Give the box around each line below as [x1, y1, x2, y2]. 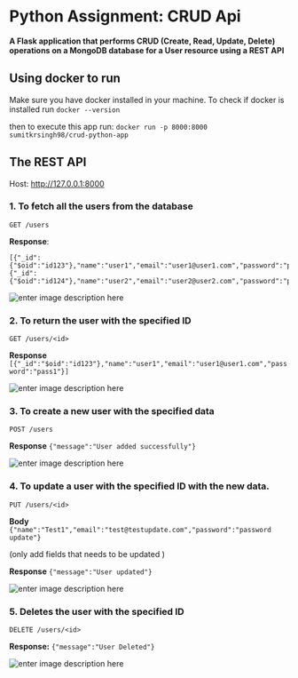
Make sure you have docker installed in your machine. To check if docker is [9, 94, 285, 105]
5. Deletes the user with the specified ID [9, 605, 184, 618]
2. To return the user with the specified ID [9, 314, 192, 326]
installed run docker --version [9, 104, 121, 115]
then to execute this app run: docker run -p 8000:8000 [9, 121, 208, 132]
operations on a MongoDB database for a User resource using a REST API [9, 44, 285, 55]
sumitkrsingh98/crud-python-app [9, 131, 129, 140]
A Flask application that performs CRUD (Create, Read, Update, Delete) [9, 36, 276, 46]
